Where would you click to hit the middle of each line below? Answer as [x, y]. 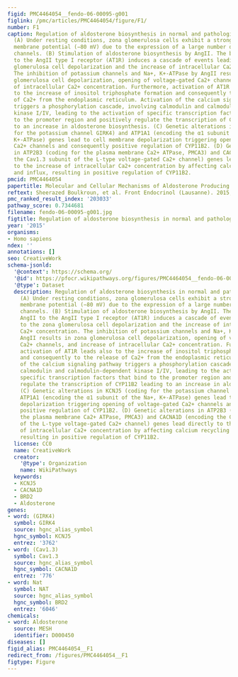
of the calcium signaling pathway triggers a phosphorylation [114, 364]
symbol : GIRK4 [34, 523]
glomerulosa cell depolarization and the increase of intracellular [117, 67]
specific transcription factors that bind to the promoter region [120, 378]
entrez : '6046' [36, 609]
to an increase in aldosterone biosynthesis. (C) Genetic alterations [120, 126]
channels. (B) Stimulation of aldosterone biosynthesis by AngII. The [120, 54]
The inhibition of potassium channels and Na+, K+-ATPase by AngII [115, 73]
